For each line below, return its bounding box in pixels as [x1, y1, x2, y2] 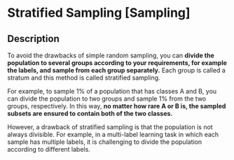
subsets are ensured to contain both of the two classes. [7, 110, 173, 117]
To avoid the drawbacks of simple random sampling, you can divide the [7, 51, 215, 59]
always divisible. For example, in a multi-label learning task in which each [7, 131, 219, 138]
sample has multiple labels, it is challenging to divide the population [7, 138, 202, 146]
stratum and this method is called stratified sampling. [7, 73, 160, 82]
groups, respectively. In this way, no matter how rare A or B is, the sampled [7, 102, 226, 110]
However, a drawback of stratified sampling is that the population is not [7, 123, 213, 131]
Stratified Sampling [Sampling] [7, 5, 191, 21]
